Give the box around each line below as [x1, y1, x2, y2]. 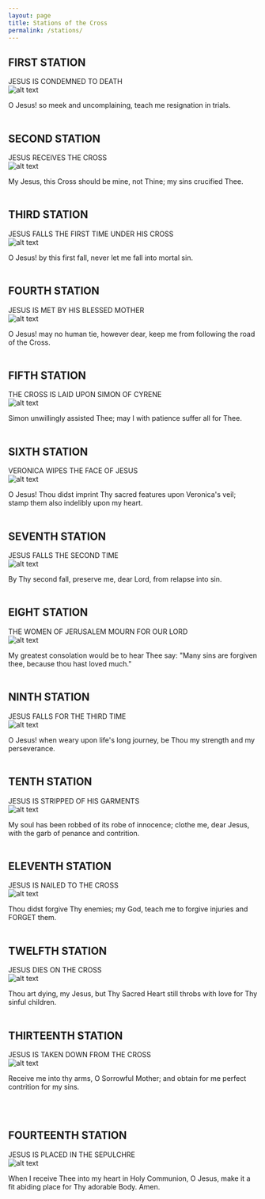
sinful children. [8, 998, 57, 1007]
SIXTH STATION [8, 445, 89, 458]
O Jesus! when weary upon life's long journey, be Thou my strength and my [8, 735, 256, 745]
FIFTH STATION [8, 369, 86, 383]
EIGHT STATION [8, 605, 89, 619]
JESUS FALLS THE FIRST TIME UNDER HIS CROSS [8, 229, 174, 239]
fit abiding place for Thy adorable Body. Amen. [8, 1182, 161, 1191]
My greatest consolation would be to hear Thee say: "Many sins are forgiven [8, 651, 257, 660]
